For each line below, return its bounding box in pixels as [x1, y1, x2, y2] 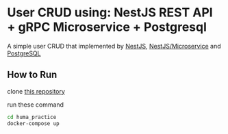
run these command [7, 100, 64, 109]
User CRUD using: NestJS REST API [7, 5, 214, 21]
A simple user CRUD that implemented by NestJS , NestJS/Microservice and [7, 42, 221, 50]
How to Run [7, 69, 58, 81]
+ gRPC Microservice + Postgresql [7, 19, 207, 35]
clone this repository [7, 87, 65, 95]
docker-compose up [7, 120, 60, 127]
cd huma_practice [7, 113, 57, 120]
